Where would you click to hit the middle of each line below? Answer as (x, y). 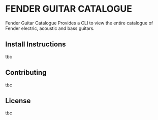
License (18, 100)
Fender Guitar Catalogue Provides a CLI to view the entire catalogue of (79, 23)
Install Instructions (36, 44)
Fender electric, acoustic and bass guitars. (50, 28)
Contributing (26, 72)
